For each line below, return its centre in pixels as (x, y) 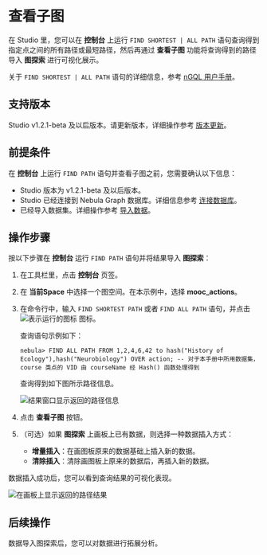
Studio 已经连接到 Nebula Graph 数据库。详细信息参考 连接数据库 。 (130, 200)
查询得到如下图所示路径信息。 (69, 384)
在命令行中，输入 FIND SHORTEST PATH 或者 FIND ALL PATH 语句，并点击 (135, 309)
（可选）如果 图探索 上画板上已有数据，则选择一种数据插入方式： (126, 434)
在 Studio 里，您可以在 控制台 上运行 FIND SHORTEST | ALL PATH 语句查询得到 (134, 40)
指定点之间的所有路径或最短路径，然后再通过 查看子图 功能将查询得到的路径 (132, 49)
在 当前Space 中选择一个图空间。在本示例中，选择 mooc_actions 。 (130, 292)
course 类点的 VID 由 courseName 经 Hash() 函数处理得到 (110, 368)
